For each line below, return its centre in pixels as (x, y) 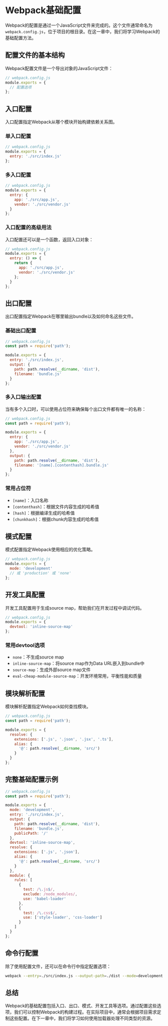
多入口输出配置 (23, 397)
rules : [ (23, 880)
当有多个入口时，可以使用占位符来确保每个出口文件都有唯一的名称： (76, 409)
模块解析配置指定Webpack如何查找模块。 (48, 707)
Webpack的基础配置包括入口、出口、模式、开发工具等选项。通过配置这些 (81, 1006)
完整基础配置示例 (32, 780)
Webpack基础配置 (43, 10)
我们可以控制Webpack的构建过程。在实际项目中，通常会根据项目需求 (86, 1012)
